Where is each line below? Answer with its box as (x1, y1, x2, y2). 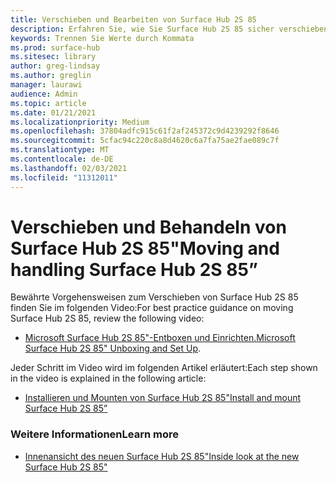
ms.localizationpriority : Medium (10, 117, 150, 127)
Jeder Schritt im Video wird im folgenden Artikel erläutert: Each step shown (10, 362, 318, 374)
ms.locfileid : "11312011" (10, 172, 118, 183)
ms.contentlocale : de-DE (10, 154, 114, 164)
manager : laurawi (10, 80, 83, 90)
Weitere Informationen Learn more (10, 427, 180, 441)
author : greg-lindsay (10, 61, 101, 71)
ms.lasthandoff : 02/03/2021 (10, 163, 128, 173)
